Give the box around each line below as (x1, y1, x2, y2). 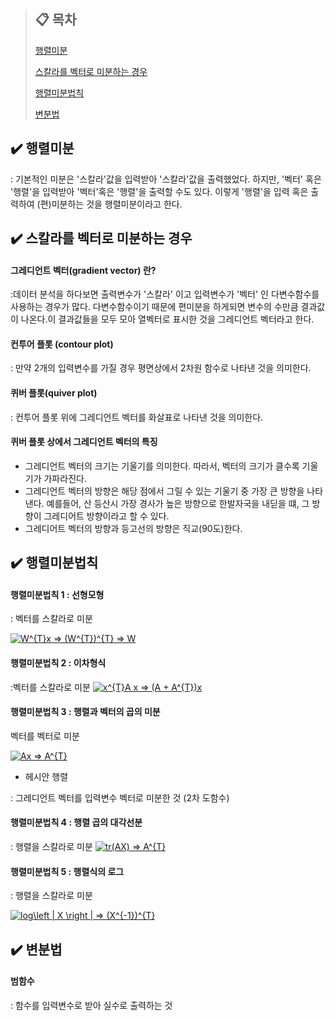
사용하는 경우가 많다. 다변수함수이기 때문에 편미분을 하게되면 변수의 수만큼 (10, 301, 299, 313)
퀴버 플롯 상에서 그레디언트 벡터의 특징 (10, 436, 158, 448)
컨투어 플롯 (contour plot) (10, 338, 114, 350)
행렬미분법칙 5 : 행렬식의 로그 (10, 865, 125, 877)
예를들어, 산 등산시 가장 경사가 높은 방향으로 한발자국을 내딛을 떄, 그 (46, 497, 310, 509)
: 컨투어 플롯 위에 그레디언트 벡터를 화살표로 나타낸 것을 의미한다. (10, 411, 264, 423)
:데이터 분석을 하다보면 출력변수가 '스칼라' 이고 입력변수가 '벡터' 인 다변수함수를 (10, 288, 320, 300)
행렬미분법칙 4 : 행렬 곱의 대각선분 (10, 816, 143, 829)
